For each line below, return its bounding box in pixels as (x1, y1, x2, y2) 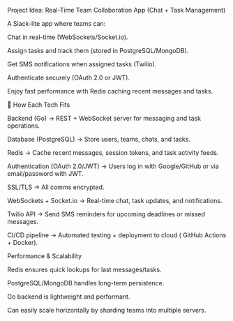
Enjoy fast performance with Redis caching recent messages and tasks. (7, 87, 213, 95)
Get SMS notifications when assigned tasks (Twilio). (7, 60, 157, 68)
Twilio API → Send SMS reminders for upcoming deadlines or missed (7, 210, 206, 218)
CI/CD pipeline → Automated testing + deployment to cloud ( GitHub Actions (7, 231, 227, 239)
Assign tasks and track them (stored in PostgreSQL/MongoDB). (7, 47, 189, 54)
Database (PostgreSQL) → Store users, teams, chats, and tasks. (7, 135, 190, 143)
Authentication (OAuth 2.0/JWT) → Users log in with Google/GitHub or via (7, 162, 220, 170)
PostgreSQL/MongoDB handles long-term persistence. (7, 279, 165, 287)
